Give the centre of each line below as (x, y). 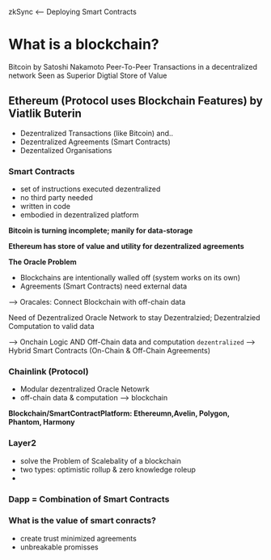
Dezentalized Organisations (66, 150)
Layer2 (22, 443)
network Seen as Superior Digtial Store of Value (88, 75)
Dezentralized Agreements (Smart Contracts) (95, 142)
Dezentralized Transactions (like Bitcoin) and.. (97, 133)
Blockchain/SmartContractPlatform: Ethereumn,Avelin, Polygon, (119, 413)
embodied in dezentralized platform (79, 215)
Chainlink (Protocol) (49, 371)
